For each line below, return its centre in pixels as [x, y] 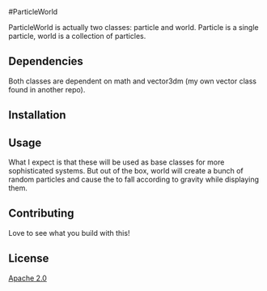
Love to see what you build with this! [69, 233]
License [29, 259]
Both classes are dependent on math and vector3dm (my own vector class [133, 81]
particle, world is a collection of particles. [77, 36]
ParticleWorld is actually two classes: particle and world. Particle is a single [133, 27]
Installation [37, 116]
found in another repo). [47, 89]
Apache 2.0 [28, 278]
